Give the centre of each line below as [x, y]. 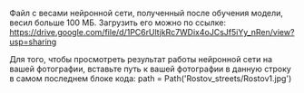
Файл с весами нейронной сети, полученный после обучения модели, [147, 13]
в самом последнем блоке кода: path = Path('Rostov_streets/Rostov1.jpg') [151, 79]
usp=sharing [33, 42]
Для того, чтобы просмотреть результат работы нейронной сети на [141, 59]
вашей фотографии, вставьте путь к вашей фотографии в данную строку [151, 69]
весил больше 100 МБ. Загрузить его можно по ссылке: [118, 23]
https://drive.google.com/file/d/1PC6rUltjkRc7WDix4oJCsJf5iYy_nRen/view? [152, 32]
